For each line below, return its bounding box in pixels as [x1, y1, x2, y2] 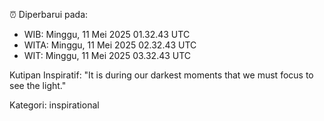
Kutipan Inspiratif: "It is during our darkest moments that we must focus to [9, 69, 314, 81]
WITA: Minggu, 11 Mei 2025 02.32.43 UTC [23, 39, 197, 51]
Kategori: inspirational [9, 99, 100, 111]
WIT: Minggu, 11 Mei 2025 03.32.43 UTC [23, 50, 192, 61]
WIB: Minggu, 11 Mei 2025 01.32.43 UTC [23, 29, 191, 40]
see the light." [9, 80, 67, 91]
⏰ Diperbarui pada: [9, 9, 89, 20]
